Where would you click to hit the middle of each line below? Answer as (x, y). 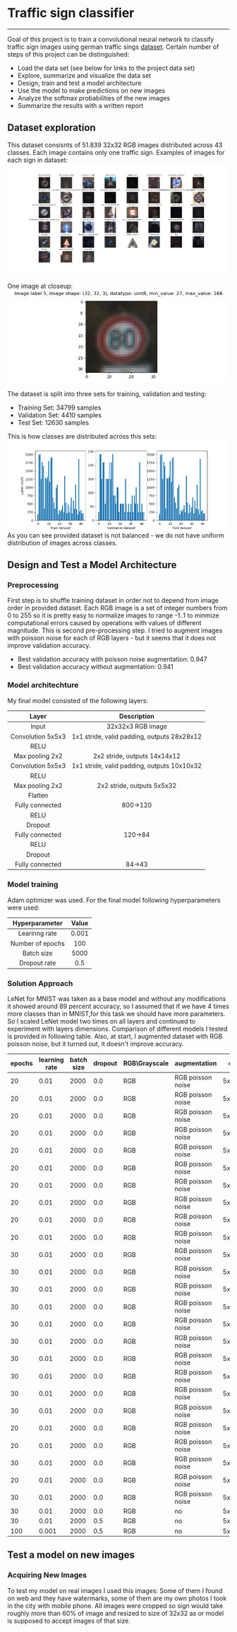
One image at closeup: (40, 286)
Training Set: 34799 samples (59, 407)
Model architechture (43, 685)
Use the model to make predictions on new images (91, 91)
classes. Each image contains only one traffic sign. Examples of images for (116, 152)
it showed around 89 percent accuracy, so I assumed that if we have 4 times (118, 1007)
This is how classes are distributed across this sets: (82, 436)
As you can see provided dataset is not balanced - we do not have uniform (116, 535)
